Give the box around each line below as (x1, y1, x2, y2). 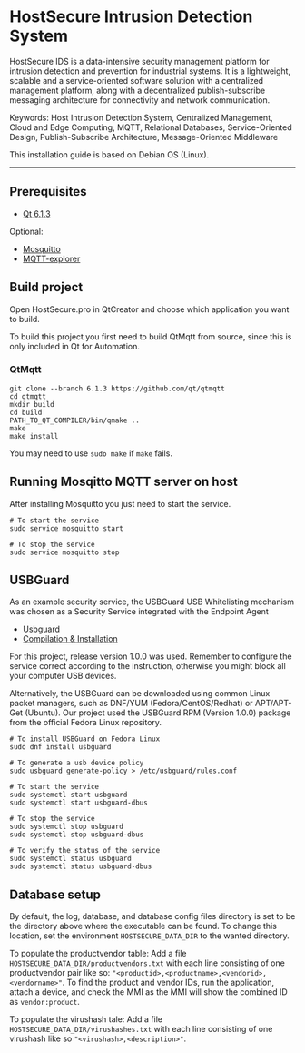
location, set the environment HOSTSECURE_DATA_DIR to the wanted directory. (9, 930, 290, 941)
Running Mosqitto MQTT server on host (9, 474, 238, 490)
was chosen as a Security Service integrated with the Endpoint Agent (9, 606, 270, 617)
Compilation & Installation (22, 633, 118, 644)
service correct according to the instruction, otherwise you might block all (9, 661, 286, 672)
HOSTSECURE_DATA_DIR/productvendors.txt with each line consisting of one (9, 957, 286, 968)
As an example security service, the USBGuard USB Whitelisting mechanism (9, 596, 295, 607)
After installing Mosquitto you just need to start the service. (9, 498, 231, 509)
